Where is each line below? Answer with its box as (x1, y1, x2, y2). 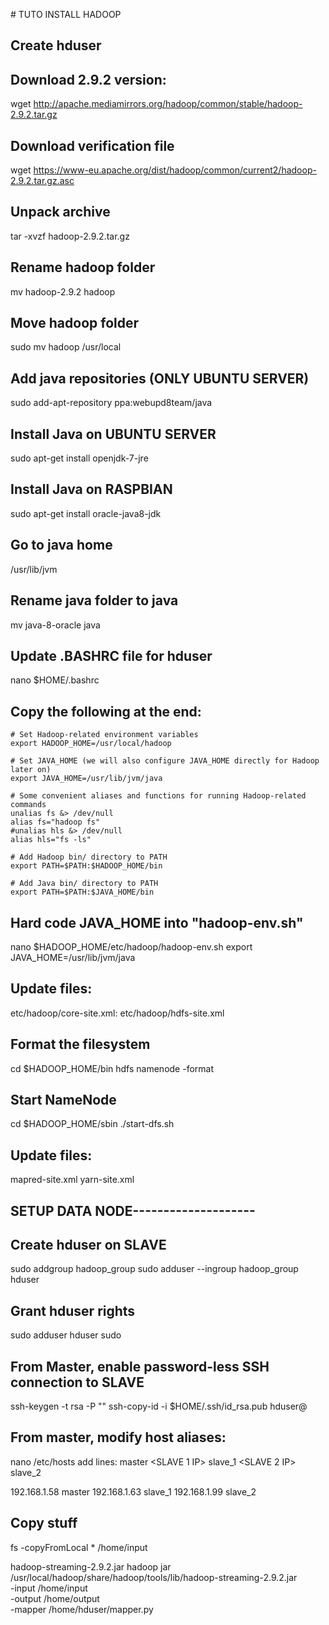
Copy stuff (10, 1515, 78, 1532)
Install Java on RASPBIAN (10, 481, 173, 498)
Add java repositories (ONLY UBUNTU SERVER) (10, 370, 310, 387)
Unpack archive (10, 204, 111, 221)
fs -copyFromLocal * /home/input (10, 1541, 148, 1553)
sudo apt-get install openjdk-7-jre (10, 452, 149, 464)
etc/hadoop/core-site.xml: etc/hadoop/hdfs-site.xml (10, 1007, 225, 1019)
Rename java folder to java (10, 592, 179, 609)
